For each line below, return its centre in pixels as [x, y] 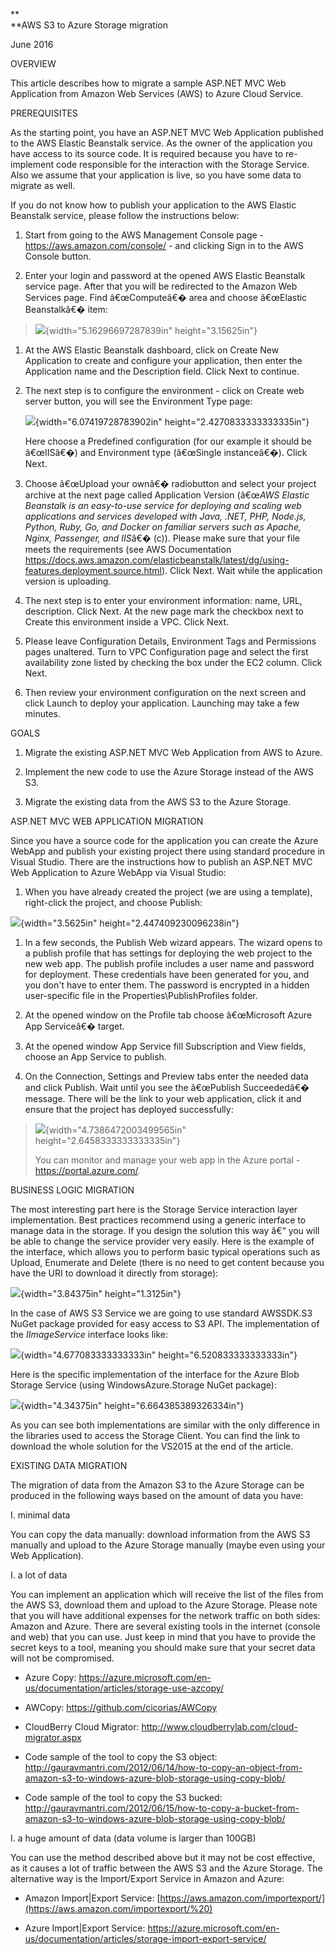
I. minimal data [40, 1515]
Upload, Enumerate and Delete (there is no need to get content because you [167, 1262]
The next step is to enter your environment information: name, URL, [163, 600]
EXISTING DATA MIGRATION [69, 1465]
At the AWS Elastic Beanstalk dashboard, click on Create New [152, 350]
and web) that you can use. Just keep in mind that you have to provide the [163, 1637]
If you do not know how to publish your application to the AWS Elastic [153, 205]
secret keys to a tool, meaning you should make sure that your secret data [163, 1647]
